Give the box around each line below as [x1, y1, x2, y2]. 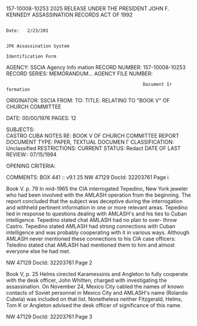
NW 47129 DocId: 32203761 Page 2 [6, 259, 93, 266]
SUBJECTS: [6, 126, 35, 133]
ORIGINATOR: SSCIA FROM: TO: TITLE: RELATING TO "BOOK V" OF [6, 97, 170, 104]
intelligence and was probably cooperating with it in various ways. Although [6, 229, 190, 236]
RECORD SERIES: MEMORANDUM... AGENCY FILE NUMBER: [6, 70, 153, 77]
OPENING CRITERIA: [6, 162, 56, 169]
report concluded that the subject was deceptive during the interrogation [6, 198, 183, 205]
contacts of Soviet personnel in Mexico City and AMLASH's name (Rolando [6, 290, 188, 296]
